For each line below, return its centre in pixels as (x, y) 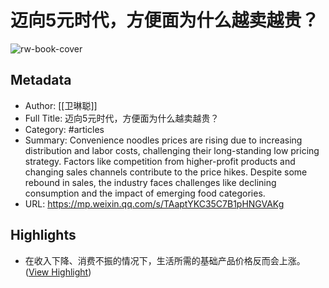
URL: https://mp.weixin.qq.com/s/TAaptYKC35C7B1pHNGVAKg (154, 203)
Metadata (41, 80)
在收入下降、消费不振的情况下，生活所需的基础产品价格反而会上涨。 (165, 260)
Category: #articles (64, 129)
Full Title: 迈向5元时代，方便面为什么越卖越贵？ (122, 118)
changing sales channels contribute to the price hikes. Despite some (166, 172)
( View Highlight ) (58, 272)
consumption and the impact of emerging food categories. (145, 193)
